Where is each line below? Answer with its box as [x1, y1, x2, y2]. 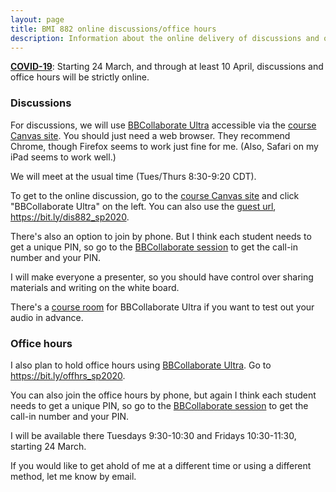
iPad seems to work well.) [10, 151, 117, 163]
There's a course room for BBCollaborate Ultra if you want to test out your [10, 301, 315, 313]
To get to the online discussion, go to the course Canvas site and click [10, 189, 300, 201]
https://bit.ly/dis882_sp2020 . [10, 211, 130, 223]
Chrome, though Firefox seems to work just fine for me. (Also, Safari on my [10, 140, 319, 152]
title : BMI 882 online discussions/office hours [10, 24, 217, 34]
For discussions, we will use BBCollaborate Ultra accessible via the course [10, 119, 317, 131]
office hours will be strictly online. [10, 71, 150, 83]
